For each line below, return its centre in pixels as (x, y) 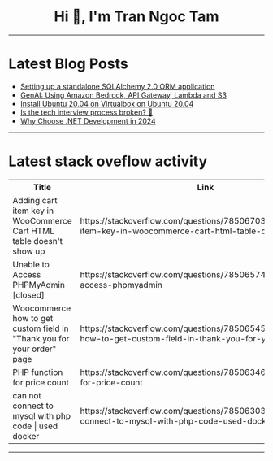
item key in (33, 211)
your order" (35, 349)
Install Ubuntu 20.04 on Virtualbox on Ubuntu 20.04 (107, 103)
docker (26, 436)
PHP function (38, 372)
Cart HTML (34, 231)
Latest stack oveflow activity (108, 161)
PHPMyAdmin (39, 285)
